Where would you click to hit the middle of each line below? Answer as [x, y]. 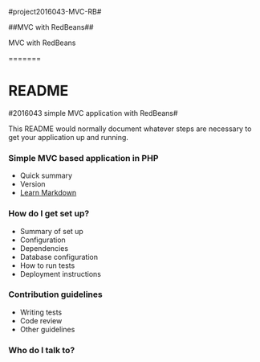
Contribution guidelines [55, 294]
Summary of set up [52, 231]
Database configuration [59, 257]
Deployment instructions [61, 274]
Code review [41, 320]
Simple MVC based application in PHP [83, 158]
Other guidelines [47, 329]
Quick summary [46, 175]
